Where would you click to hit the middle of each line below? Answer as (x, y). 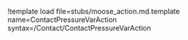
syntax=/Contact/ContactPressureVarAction (80, 28)
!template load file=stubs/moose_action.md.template (94, 11)
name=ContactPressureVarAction (62, 20)
